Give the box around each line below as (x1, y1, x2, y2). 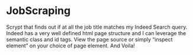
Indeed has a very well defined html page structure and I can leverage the (6, 29, 186, 36)
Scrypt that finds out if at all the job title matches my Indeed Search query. (6, 23, 188, 30)
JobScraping (6, 4, 71, 18)
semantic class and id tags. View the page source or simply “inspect (6, 36, 173, 43)
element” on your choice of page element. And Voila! (6, 42, 135, 49)
